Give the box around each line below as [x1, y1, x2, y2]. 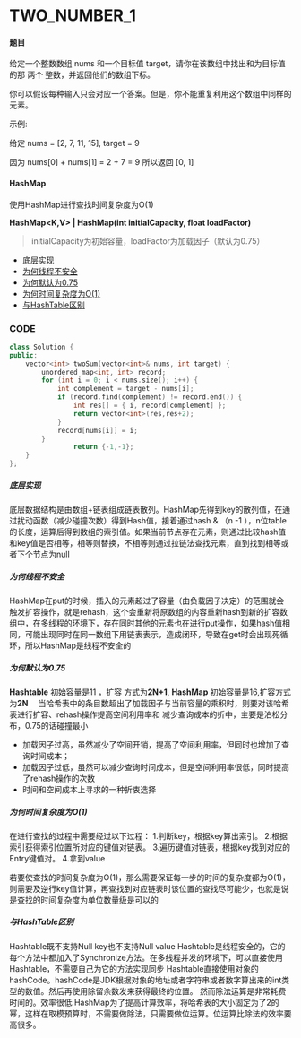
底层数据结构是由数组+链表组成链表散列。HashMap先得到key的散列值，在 [9, 504, 283, 515]
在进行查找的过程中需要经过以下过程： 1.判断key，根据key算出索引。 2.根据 [9, 830, 288, 841]
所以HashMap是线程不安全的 [24, 640, 132, 651]
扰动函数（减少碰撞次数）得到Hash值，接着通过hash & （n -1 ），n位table [16, 515, 287, 525]
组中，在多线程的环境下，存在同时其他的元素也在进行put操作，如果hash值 [9, 618, 283, 628]
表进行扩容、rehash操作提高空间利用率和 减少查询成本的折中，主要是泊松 [9, 709, 280, 720]
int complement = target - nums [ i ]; [56, 385, 194, 394]
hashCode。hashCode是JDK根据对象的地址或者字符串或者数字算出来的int [9, 974, 282, 985]
